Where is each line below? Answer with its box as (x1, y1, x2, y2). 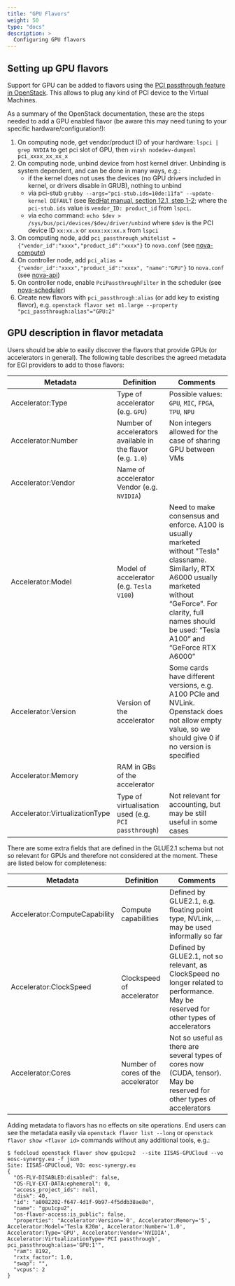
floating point (169, 904, 213, 914)
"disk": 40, (13, 1192, 49, 1200)
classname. (169, 555, 207, 565)
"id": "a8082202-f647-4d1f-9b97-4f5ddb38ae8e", (13, 1198, 155, 1205)
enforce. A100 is (169, 520, 225, 530)
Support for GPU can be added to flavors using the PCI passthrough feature (7, 81, 226, 89)
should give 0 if (169, 732, 220, 742)
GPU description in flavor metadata (7, 327, 164, 339)
